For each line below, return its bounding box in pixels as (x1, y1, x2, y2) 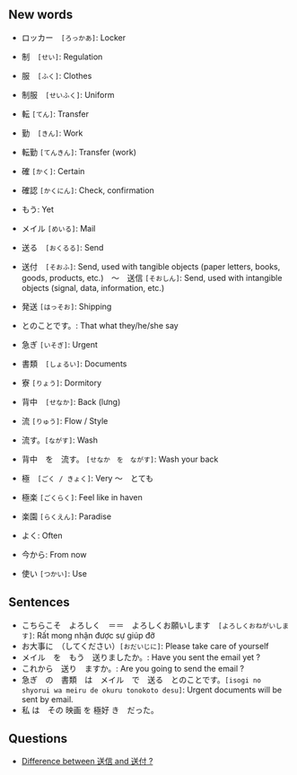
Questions (8, 731, 68, 746)
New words (8, 7, 74, 22)
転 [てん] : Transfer (21, 108, 90, 119)
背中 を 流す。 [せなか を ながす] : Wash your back (21, 454, 219, 464)
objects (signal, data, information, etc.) (21, 282, 165, 293)
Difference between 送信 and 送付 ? (21, 756, 153, 767)
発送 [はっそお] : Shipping (21, 301, 112, 312)
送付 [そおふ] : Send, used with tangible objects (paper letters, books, (21, 260, 281, 272)
